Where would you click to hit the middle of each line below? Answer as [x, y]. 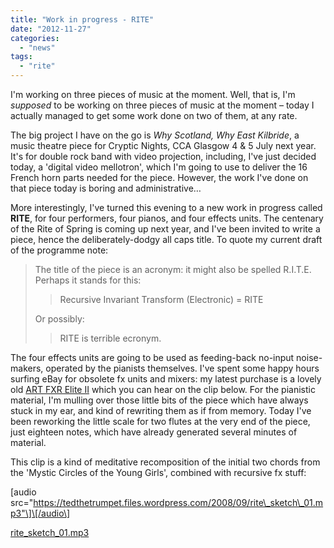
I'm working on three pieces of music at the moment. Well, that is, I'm [153, 94]
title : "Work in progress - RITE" [82, 19]
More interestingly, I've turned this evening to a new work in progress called [166, 207]
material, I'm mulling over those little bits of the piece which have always [159, 400]
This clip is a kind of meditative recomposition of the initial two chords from [165, 462]
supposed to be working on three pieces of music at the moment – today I [162, 105]
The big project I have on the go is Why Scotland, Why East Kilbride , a [155, 135]
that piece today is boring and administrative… [106, 188]
